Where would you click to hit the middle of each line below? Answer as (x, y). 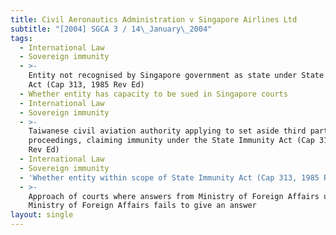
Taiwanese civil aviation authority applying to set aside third (167, 131)
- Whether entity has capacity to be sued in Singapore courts (153, 94)
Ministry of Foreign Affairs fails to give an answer (142, 206)
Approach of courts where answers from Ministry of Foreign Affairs (174, 196)
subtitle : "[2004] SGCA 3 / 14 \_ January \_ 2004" (111, 29)
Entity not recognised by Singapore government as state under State (176, 76)
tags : (21, 38)
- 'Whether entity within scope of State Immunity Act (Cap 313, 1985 (169, 177)
